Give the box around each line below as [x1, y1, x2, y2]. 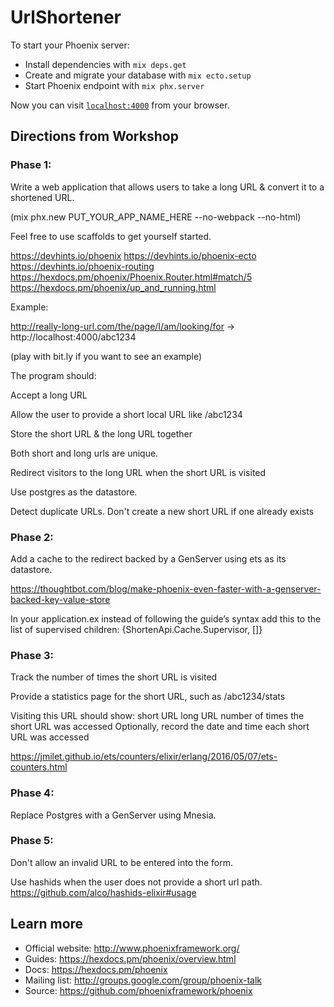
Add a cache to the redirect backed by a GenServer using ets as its [10, 552, 287, 565]
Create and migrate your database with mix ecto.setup [24, 69, 252, 81]
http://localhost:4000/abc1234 [10, 331, 137, 343]
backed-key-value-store [10, 593, 111, 605]
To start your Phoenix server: [10, 39, 130, 51]
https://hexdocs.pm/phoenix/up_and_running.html [10, 281, 217, 293]
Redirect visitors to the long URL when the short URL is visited [10, 466, 267, 478]
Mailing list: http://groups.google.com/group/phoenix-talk [24, 974, 263, 986]
